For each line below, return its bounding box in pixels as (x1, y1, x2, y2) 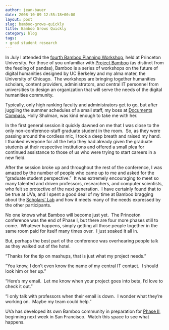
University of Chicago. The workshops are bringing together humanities (5, 75, 156, 81)
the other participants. (5, 202, 51, 208)
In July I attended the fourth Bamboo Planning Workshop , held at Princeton (5, 54, 161, 60)
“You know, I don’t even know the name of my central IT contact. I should (5, 263, 158, 269)
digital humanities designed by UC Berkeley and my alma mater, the (5, 70, 146, 76)
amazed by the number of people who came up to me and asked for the (5, 170, 155, 176)
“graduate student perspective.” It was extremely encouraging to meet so (5, 175, 159, 181)
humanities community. (5, 92, 54, 98)
